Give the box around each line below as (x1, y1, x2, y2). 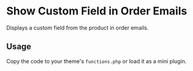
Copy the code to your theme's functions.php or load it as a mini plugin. (6, 57, 187, 64)
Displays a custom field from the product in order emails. (6, 24, 149, 31)
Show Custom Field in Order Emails (6, 4, 188, 18)
